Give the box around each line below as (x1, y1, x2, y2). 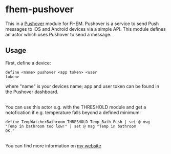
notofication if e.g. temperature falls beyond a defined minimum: (5, 109, 141, 116)
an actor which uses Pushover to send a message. (5, 31, 112, 37)
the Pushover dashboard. (5, 89, 59, 95)
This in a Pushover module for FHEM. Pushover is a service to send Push (5, 20, 159, 27)
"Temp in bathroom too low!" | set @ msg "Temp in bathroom (5, 124, 137, 129)
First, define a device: (5, 60, 51, 66)
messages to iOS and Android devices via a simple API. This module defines (5, 26, 166, 32)
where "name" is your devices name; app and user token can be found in (5, 83, 160, 89)
